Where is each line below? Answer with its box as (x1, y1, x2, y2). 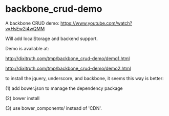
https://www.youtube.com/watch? (60, 20, 132, 26)
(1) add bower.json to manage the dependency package (5, 85, 123, 91)
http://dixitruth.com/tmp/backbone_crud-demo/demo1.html (5, 55, 130, 62)
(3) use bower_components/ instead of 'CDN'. (5, 105, 102, 111)
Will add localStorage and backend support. (5, 35, 98, 42)
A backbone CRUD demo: (5, 20, 60, 26)
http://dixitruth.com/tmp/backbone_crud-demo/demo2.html (5, 65, 131, 71)
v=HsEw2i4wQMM (5, 25, 45, 31)
